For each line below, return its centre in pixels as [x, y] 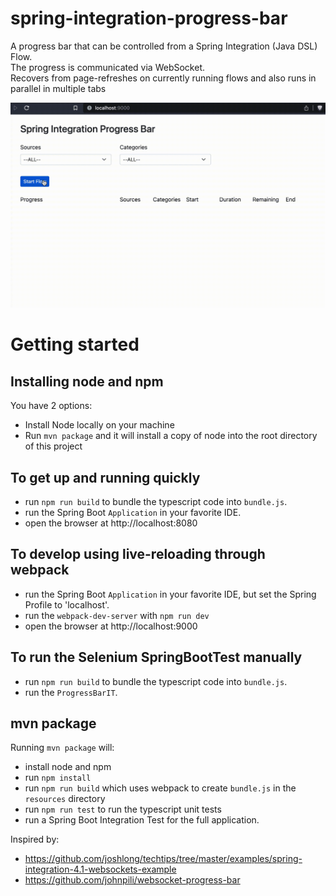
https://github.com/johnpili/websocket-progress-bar [132, 880]
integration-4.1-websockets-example [100, 869]
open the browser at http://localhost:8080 [111, 523]
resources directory [65, 799]
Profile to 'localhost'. [67, 604]
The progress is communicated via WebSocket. [108, 67]
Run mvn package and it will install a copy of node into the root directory [171, 436]
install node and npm [68, 767]
